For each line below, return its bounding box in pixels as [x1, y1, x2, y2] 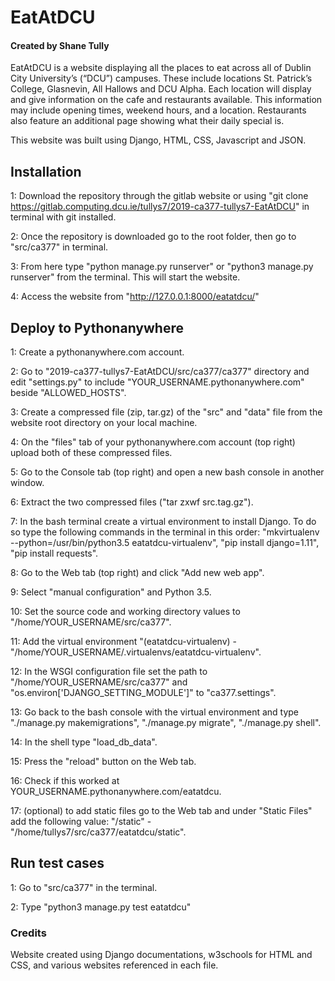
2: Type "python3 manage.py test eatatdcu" [10, 901, 192, 913]
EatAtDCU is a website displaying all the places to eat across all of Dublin [10, 62, 312, 74]
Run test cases [10, 855, 105, 872]
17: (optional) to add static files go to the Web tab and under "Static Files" [10, 805, 313, 817]
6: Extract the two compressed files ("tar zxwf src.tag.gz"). [10, 496, 254, 508]
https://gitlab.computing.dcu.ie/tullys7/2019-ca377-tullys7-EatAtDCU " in [10, 201, 310, 213]
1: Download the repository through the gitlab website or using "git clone [10, 190, 309, 202]
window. [10, 477, 45, 489]
